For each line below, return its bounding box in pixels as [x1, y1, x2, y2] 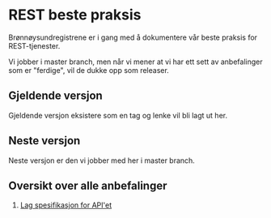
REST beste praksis [8, 6, 142, 24]
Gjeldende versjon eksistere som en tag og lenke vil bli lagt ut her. [8, 110, 228, 120]
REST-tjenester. [8, 41, 61, 50]
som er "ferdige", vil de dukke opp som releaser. [8, 65, 170, 75]
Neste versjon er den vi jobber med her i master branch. [8, 156, 196, 165]
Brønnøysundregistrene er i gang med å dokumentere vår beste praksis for [8, 32, 257, 42]
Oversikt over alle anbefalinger [8, 178, 167, 192]
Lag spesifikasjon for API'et [19, 200, 112, 210]
